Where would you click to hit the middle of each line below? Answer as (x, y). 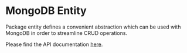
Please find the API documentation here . (54, 44)
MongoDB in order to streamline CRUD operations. (66, 33)
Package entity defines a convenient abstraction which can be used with (93, 27)
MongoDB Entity (46, 11)
